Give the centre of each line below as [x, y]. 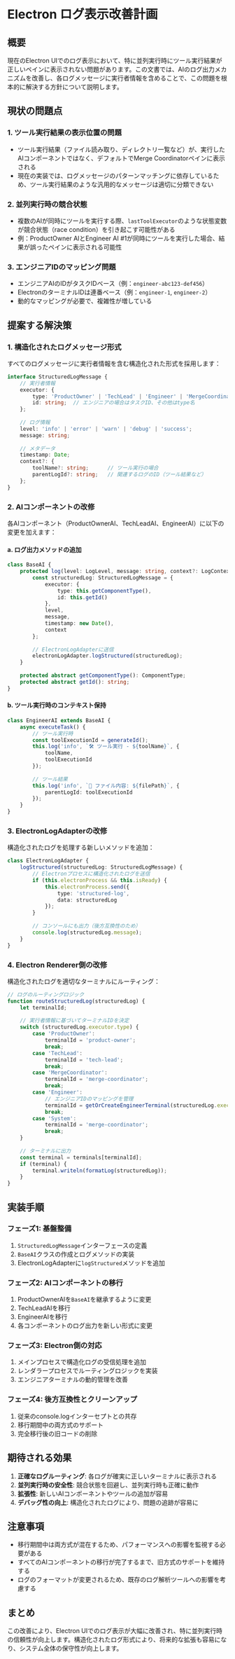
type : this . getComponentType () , [104, 591]
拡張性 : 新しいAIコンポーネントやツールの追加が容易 [93, 1494]
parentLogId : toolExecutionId [88, 792]
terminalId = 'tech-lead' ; [84, 1060]
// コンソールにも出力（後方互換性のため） [87, 926]
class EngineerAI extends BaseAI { [59, 720]
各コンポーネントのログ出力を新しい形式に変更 [85, 1326]
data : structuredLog [87, 900]
